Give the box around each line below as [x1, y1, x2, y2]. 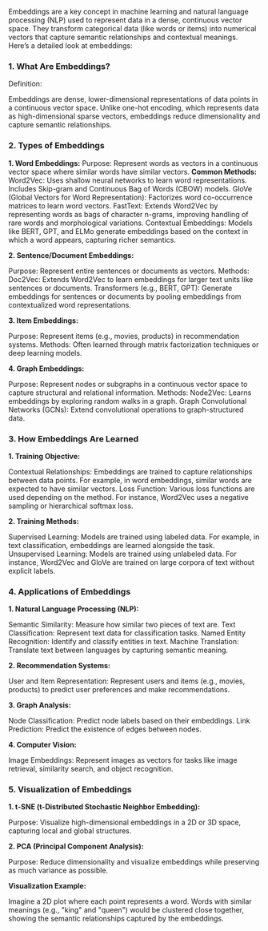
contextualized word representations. [8, 300, 132, 309]
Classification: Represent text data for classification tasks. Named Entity [8, 628, 246, 638]
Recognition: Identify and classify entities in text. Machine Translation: [8, 637, 239, 647]
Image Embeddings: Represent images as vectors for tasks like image [8, 756, 238, 765]
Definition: [8, 79, 42, 89]
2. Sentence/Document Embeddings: [8, 250, 134, 260]
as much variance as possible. [8, 865, 109, 876]
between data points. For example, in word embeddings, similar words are [8, 475, 252, 485]
